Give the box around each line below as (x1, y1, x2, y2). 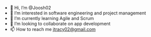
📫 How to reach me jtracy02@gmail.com (10, 26, 96, 32)
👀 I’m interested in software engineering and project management (10, 10, 146, 16)
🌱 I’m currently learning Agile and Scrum (10, 15, 94, 21)
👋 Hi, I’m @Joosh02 (10, 5, 51, 10)
